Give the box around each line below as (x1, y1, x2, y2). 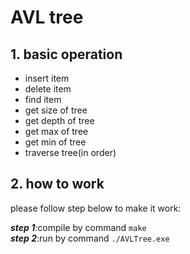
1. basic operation (10, 46, 123, 63)
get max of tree (24, 126, 89, 137)
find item (24, 94, 62, 105)
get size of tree (24, 104, 88, 116)
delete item (24, 83, 72, 95)
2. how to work (10, 176, 105, 193)
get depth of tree (24, 115, 95, 126)
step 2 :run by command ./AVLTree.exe (10, 232, 170, 244)
